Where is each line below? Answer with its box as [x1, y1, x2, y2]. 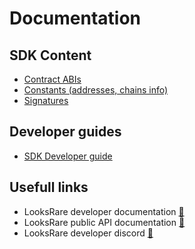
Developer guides [9, 123, 122, 141]
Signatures [23, 95, 69, 106]
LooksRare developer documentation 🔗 [23, 205, 185, 217]
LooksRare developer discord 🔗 [23, 227, 154, 239]
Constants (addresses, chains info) [23, 84, 169, 96]
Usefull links [9, 179, 89, 196]
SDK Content [9, 47, 92, 64]
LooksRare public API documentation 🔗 [23, 216, 186, 228]
